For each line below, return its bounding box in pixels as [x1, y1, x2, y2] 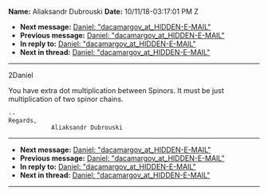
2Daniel [8, 71, 33, 80]
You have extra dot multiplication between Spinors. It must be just [8, 86, 225, 95]
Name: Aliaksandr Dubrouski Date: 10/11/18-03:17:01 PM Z [8, 7, 199, 16]
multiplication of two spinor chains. [8, 95, 124, 103]
